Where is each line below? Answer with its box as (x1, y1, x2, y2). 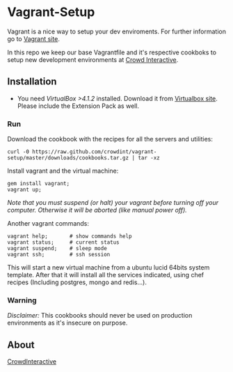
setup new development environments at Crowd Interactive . (7, 55, 179, 63)
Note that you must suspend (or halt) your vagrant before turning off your (7, 199, 219, 207)
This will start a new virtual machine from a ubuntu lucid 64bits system (7, 263, 210, 272)
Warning (7, 295, 37, 305)
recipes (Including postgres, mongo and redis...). (7, 278, 147, 286)
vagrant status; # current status (7, 239, 120, 246)
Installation (7, 76, 57, 88)
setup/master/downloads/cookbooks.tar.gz (7, 155, 129, 162)
